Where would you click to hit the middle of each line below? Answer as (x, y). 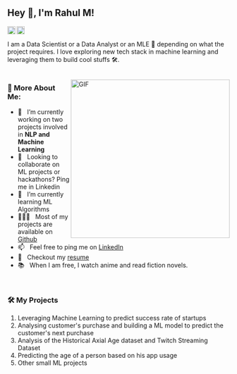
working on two (40, 120)
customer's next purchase (55, 333)
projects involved (43, 127)
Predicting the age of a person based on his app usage (97, 356)
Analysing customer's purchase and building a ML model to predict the (120, 325)
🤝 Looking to (38, 157)
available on (35, 232)
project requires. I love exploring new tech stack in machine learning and (113, 51)
